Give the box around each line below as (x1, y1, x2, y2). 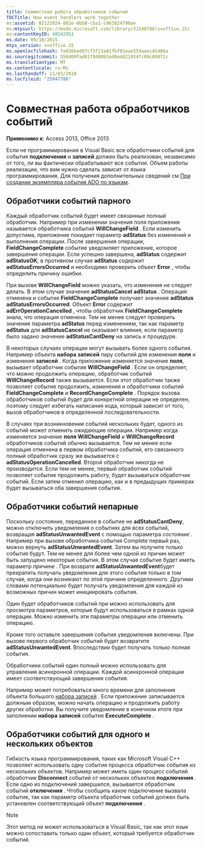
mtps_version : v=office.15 (6, 43, 74, 49)
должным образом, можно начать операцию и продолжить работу (6, 699, 180, 706)
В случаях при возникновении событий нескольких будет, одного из (6, 420, 183, 427)
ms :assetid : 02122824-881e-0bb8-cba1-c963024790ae (6, 20, 136, 26)
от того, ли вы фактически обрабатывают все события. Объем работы (6, 159, 188, 166)
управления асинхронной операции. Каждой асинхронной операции (6, 668, 185, 676)
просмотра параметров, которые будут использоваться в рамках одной (6, 606, 194, 613)
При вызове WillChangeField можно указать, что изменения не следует (6, 281, 192, 288)
